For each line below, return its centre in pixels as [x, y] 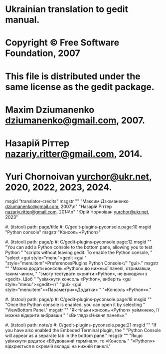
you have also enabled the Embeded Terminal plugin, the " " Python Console [83, 330]
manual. [22, 20]
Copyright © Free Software [62, 43]
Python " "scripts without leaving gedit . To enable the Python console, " [79, 252]
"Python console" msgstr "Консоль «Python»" [53, 232]
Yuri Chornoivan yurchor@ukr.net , [79, 177]
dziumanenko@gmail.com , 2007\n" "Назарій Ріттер [59, 206]
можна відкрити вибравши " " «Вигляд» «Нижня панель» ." [66, 315]
